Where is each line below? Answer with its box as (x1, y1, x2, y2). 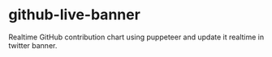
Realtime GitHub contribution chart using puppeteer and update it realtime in (8, 32, 265, 42)
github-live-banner (8, 6, 140, 24)
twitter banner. (8, 40, 58, 50)
